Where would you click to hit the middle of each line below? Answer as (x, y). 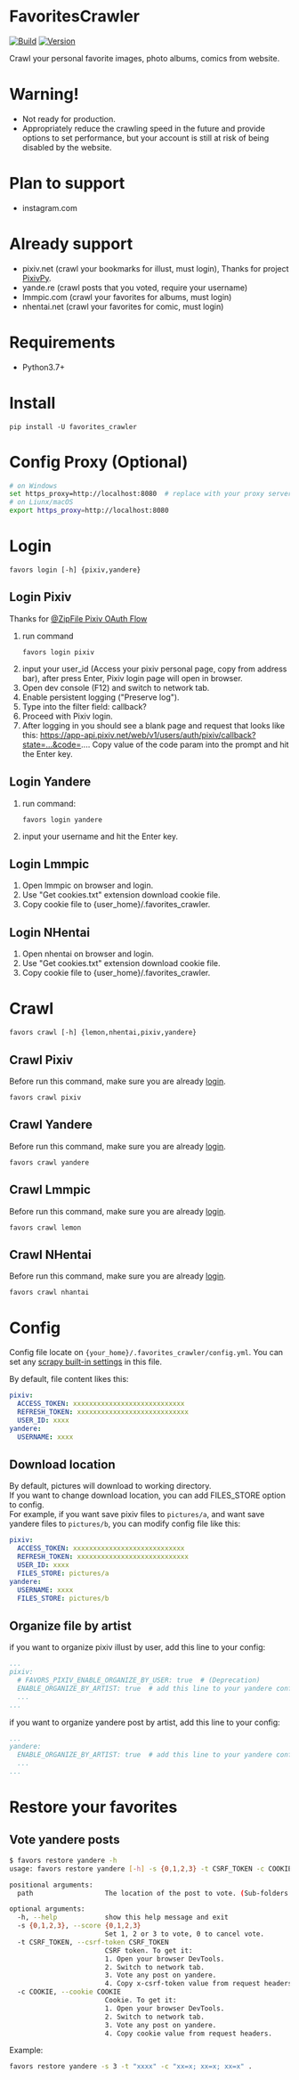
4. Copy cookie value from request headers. (189, 2033)
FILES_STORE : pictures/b (63, 1598)
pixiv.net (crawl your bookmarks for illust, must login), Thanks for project (155, 268)
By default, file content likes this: (69, 1379)
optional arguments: (48, 1909)
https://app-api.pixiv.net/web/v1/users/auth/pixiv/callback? (148, 735)
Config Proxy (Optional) (99, 462)
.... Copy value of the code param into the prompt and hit (185, 744)
